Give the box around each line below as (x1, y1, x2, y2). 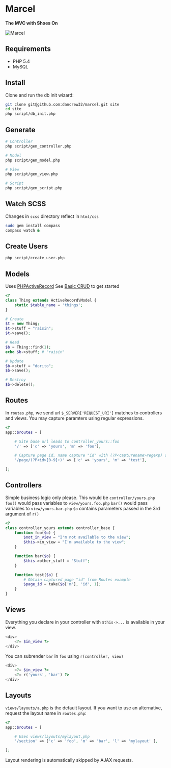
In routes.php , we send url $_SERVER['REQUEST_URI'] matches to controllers (5, 409, 162, 416)
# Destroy (5, 377, 26, 383)
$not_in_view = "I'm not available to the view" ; (23, 535, 131, 540)
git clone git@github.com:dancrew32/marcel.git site (5, 102, 120, 107)
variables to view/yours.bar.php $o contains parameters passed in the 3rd (5, 505, 160, 511)
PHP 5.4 (12, 58, 31, 64)
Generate (5, 126, 36, 134)
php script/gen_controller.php (5, 143, 72, 148)
